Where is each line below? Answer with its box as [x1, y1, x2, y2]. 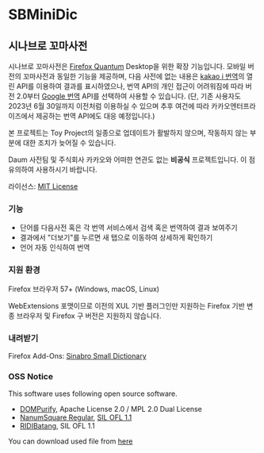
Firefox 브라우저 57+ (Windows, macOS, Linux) [8, 284, 160, 294]
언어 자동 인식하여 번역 [19, 243, 90, 252]
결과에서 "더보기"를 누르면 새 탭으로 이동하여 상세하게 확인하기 [19, 232, 213, 243]
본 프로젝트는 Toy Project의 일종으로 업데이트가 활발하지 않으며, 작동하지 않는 [8, 129, 248, 137]
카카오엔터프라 [211, 102, 256, 110]
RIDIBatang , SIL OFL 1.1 [19, 421, 95, 431]
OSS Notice [8, 370, 54, 382]
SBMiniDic [8, 6, 78, 24]
